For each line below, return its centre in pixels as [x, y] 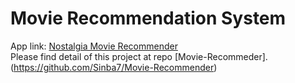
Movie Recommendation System [148, 18]
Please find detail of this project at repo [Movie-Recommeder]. [139, 56]
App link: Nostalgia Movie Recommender [94, 46]
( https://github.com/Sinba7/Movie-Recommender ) [114, 67]
